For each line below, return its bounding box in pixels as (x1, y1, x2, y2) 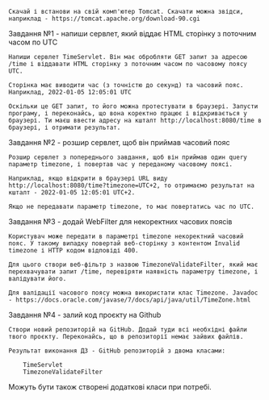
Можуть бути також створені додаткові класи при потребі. (8, 382, 212, 391)
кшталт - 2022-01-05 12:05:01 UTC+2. (8, 189, 136, 197)
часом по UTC (8, 37, 58, 47)
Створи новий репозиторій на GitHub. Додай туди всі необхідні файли (8, 326, 248, 334)
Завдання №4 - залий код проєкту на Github (8, 310, 162, 319)
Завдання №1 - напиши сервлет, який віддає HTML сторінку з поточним (8, 29, 257, 38)
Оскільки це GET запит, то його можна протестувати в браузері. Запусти (8, 102, 258, 110)
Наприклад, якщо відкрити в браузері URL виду (8, 174, 168, 182)
